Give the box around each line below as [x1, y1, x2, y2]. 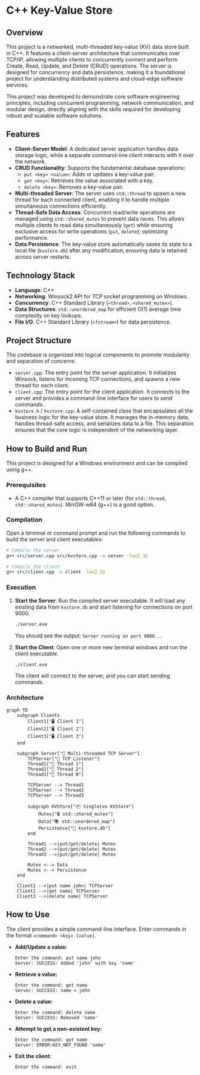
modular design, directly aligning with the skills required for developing [6, 106, 181, 112]
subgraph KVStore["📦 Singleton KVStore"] [27, 804, 134, 810]
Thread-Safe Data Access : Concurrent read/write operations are [14, 209, 176, 216]
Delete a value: [14, 998, 53, 1005]
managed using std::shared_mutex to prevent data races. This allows [14, 215, 184, 222]
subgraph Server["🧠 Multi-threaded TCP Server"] [17, 750, 140, 756]
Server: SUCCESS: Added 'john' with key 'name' [14, 960, 136, 966]
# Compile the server [6, 547, 60, 553]
